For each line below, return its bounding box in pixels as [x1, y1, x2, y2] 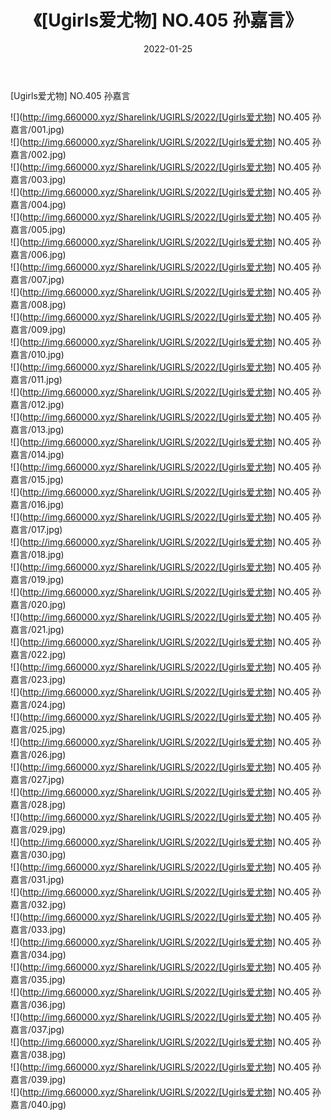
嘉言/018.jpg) [10, 548, 65, 560]
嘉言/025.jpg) [10, 723, 67, 735]
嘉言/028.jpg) [10, 798, 67, 810]
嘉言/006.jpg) [10, 248, 67, 260]
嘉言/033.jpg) [10, 923, 67, 935]
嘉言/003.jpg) [10, 173, 67, 185]
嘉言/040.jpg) [10, 1098, 67, 1110]
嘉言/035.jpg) [10, 973, 67, 985]
